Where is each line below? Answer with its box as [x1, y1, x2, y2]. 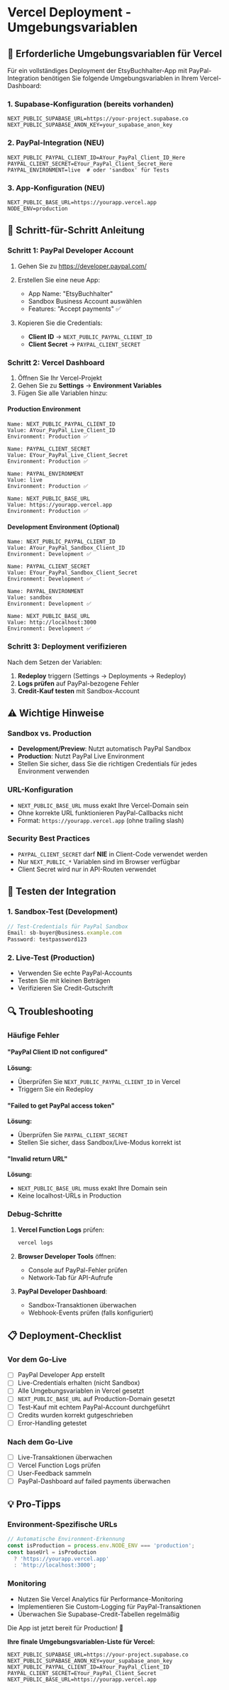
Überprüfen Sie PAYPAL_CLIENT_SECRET [17, 1131, 128, 1139]
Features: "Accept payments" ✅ [28, 304, 122, 313]
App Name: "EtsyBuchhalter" [28, 289, 113, 298]
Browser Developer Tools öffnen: [17, 1252, 117, 1260]
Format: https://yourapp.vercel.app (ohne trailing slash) [17, 816, 184, 824]
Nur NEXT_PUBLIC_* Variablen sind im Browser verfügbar [17, 857, 181, 866]
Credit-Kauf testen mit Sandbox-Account [17, 686, 140, 695]
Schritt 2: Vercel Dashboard [7, 358, 105, 368]
